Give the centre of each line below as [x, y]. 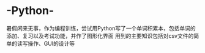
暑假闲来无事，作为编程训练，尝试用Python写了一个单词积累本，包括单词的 [101, 28]
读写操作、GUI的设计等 [46, 43]
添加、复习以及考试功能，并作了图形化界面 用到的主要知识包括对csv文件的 [100, 36]
